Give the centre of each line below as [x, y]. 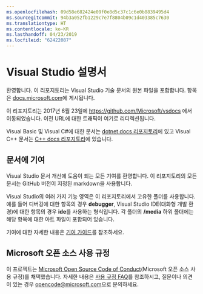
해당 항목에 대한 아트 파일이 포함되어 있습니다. [61, 219]
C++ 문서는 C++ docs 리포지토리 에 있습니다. [60, 139]
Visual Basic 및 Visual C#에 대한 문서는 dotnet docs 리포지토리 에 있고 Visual [98, 131]
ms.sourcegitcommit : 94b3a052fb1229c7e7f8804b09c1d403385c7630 [88, 18]
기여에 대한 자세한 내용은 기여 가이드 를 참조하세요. [65, 232]
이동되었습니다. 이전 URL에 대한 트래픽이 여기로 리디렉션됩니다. [81, 118]
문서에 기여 [26, 160]
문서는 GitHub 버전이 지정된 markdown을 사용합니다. [69, 183]
